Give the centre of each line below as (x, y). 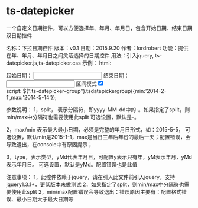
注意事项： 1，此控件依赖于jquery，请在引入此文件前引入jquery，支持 (91, 177)
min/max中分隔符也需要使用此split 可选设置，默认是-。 (73, 117)
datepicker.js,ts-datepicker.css (43, 63)
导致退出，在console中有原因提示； (50, 144)
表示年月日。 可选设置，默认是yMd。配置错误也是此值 (72, 164)
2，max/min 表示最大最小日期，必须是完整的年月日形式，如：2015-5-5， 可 (98, 129)
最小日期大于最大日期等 (45, 199)
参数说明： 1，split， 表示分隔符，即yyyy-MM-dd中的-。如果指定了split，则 (98, 109)
